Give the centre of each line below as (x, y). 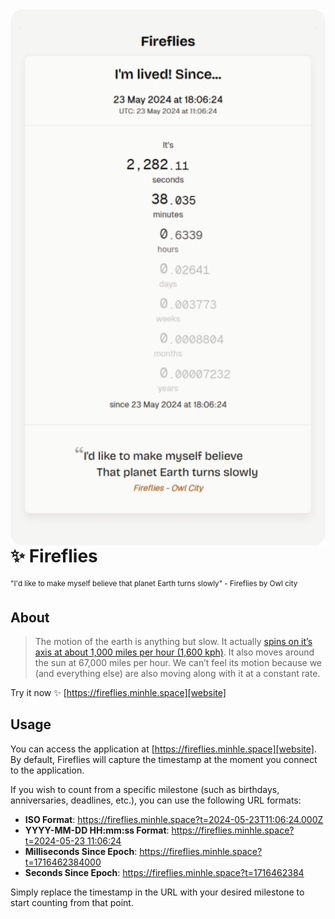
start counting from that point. (72, 902)
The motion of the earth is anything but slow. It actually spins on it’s (173, 642)
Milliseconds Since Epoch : (81, 851)
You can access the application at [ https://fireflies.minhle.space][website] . (163, 749)
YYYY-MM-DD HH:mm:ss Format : (97, 830)
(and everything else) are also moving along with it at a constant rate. (177, 674)
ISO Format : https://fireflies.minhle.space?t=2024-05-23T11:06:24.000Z (174, 819)
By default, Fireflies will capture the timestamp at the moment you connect (164, 759)
